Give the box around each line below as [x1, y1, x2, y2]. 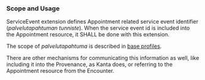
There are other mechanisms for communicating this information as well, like [6, 55, 199, 62]
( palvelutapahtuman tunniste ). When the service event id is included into [6, 24, 190, 32]
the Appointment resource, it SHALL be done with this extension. [6, 31, 170, 38]
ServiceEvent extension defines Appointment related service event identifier [6, 18, 199, 25]
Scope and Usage [6, 4, 60, 13]
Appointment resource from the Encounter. [6, 67, 114, 75]
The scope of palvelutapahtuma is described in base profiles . [6, 42, 162, 50]
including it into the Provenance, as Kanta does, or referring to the [6, 61, 173, 68]
